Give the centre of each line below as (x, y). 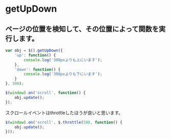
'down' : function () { (37, 69)
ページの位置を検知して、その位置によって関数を (82, 29)
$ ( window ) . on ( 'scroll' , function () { (46, 93)
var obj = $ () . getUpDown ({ (34, 50)
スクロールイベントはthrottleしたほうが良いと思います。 (64, 113)
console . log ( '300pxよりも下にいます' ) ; (63, 74)
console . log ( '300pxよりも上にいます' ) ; (63, 60)
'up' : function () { (35, 55)
